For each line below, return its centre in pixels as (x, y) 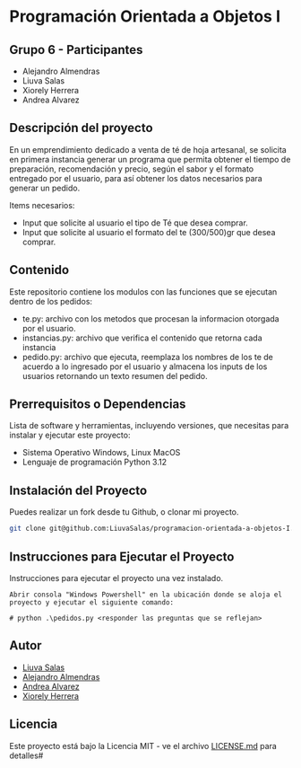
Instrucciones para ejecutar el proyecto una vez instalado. (116, 578)
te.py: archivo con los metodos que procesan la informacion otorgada (150, 318)
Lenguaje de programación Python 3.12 (95, 462)
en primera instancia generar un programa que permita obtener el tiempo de (150, 159)
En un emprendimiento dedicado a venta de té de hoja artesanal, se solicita (148, 149)
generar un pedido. (45, 188)
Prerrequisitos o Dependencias (98, 405)
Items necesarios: (42, 205)
